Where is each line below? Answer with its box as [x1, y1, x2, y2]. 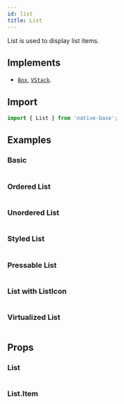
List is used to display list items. [7, 36, 100, 44]
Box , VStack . [17, 76, 52, 84]
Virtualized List [7, 312, 61, 322]
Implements [7, 57, 61, 69]
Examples [7, 134, 51, 146]
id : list [7, 10, 33, 18]
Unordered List [7, 208, 60, 218]
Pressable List [7, 260, 57, 270]
